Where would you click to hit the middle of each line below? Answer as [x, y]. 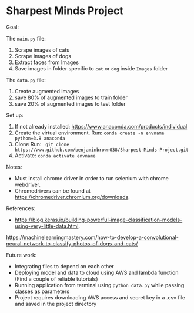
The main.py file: [26, 38]
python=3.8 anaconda [40, 138]
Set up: [15, 115]
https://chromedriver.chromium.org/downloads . [72, 197]
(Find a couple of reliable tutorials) [56, 279]
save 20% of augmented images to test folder [70, 103]
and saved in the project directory [56, 304]
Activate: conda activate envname [55, 155]
